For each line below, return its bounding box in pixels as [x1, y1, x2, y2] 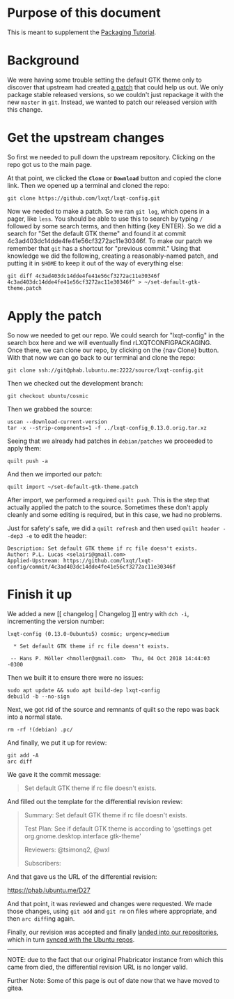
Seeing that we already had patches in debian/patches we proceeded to [7, 437, 213, 445]
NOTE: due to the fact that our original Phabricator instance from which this [7, 955, 224, 963]
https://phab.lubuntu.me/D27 [7, 886, 91, 894]
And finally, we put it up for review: [7, 738, 107, 747]
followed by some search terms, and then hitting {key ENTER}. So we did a [7, 221, 221, 230]
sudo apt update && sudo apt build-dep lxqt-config [7, 687, 160, 694]
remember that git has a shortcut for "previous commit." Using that [7, 244, 201, 252]
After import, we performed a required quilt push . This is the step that [7, 495, 210, 504]
